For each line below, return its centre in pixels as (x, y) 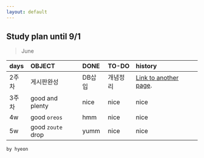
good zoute (46, 127)
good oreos (46, 117)
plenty (39, 106)
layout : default (27, 12)
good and (44, 98)
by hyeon (17, 149)
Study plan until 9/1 (43, 37)
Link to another (157, 78)
